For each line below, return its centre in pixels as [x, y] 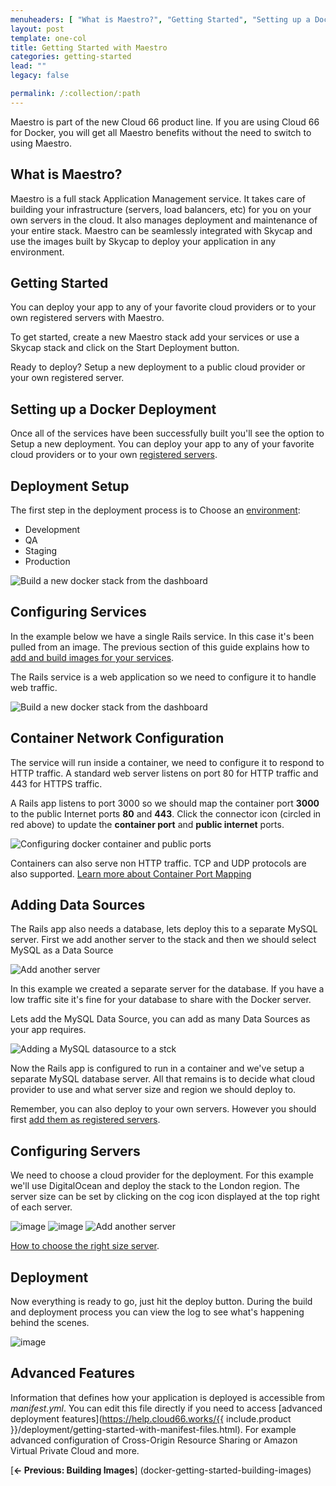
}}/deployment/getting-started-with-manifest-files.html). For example [153, 1429]
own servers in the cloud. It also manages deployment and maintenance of [164, 220]
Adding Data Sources [78, 905]
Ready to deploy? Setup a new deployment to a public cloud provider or [158, 367]
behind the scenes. [50, 1323]
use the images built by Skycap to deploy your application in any [143, 241]
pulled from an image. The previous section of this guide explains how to [160, 647]
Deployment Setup [70, 486]
